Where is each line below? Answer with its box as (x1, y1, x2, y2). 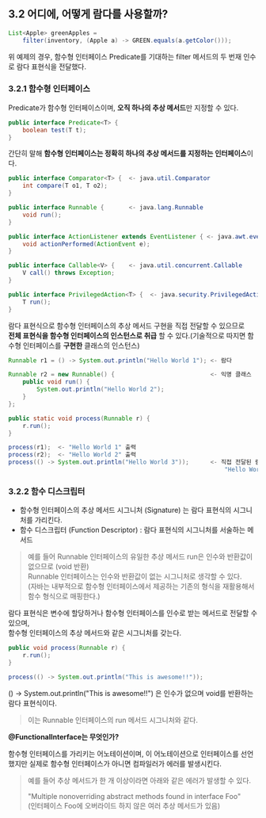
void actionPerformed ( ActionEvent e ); (22, 240, 150, 248)
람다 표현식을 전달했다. (16, 62, 87, 71)
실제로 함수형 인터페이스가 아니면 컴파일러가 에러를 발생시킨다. (28, 759, 222, 768)
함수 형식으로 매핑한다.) (27, 591, 101, 601)
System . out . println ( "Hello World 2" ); (36, 385, 165, 394)
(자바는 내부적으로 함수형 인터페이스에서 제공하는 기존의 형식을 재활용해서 (27, 582, 255, 591)
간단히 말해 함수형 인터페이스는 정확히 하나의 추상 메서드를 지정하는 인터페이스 (8, 149, 247, 159)
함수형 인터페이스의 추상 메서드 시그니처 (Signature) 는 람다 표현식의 (19, 506, 232, 515)
